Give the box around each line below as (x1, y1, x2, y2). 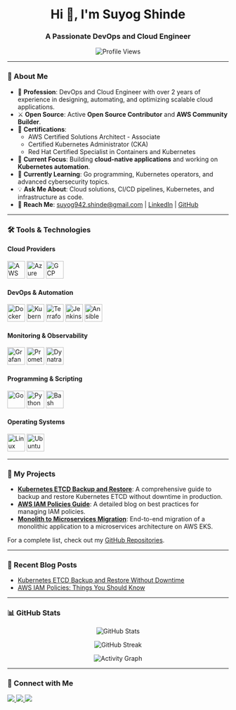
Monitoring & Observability (7, 331, 88, 340)
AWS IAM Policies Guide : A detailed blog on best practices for (17, 500, 199, 509)
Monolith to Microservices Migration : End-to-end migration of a (17, 515, 206, 524)
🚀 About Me (7, 72, 48, 82)
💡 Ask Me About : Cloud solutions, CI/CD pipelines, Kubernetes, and (17, 184, 214, 193)
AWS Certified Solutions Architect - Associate (27, 132, 160, 141)
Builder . (17, 118, 41, 126)
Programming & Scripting (7, 374, 83, 383)
